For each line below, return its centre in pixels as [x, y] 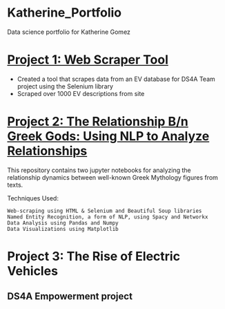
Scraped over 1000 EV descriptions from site [81, 93]
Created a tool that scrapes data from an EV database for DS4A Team [116, 79]
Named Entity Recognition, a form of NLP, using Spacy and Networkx [108, 217]
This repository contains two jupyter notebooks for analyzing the [99, 170]
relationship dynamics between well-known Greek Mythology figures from [113, 177]
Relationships [47, 151]
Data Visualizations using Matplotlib [63, 229]
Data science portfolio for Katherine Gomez [69, 32]
